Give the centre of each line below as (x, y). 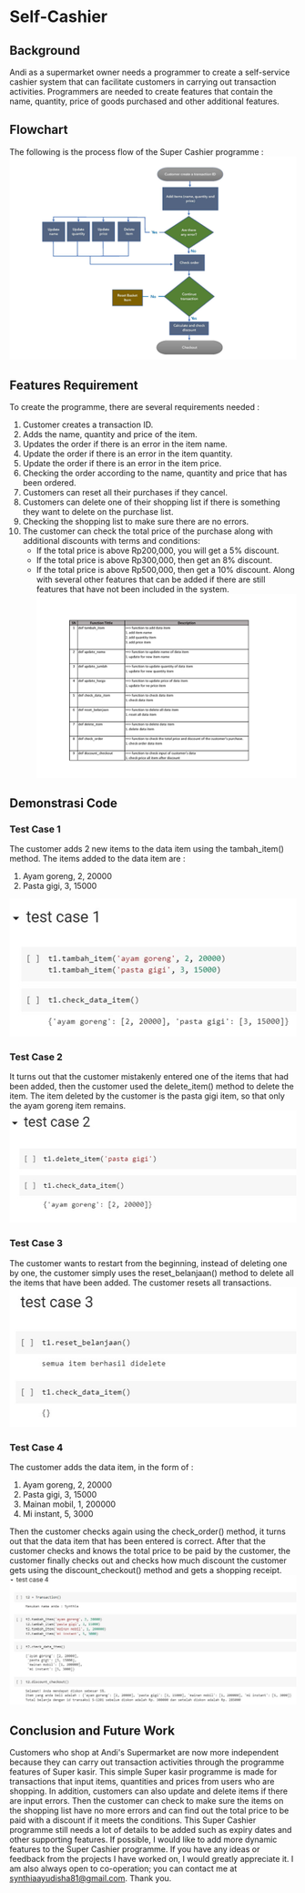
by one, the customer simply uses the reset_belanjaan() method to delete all (152, 1273)
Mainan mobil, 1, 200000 (69, 1504)
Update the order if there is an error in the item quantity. (127, 454)
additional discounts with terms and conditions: (111, 540)
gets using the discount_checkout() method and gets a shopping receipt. (146, 1571)
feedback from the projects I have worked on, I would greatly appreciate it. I (152, 1859)
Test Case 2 (36, 1057)
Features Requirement (74, 385)
